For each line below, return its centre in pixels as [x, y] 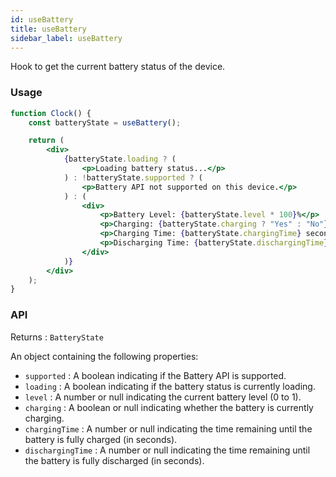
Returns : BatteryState [57, 337]
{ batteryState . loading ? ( [120, 159]
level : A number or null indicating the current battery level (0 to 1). [163, 397]
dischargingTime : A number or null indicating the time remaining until [167, 450]
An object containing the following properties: [104, 356]
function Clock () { [51, 113]
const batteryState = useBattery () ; [105, 122]
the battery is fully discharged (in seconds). [114, 460]
